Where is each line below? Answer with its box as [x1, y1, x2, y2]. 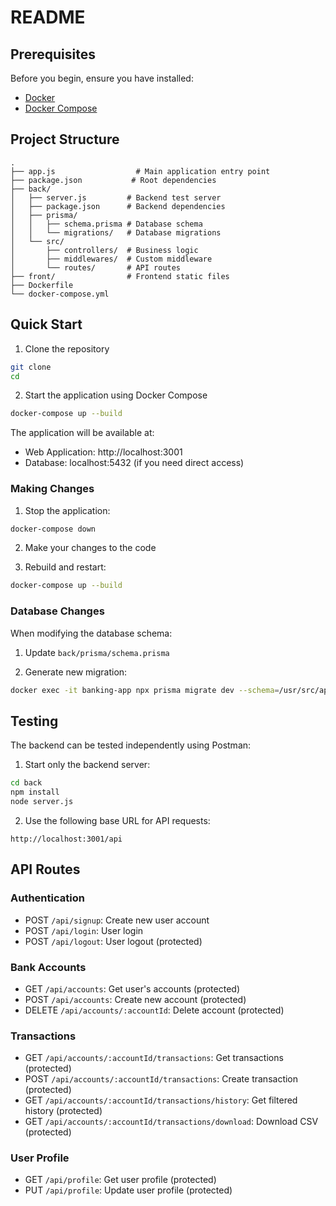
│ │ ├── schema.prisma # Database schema [10, 219, 203, 229]
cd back [10, 778, 43, 788]
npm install [10, 787, 60, 798]
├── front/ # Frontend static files [10, 271, 230, 281]
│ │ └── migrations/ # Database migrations [10, 227, 222, 238]
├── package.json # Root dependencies [10, 175, 217, 185]
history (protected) [24, 1105, 103, 1117]
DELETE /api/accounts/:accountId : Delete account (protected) [24, 1004, 285, 1016]
